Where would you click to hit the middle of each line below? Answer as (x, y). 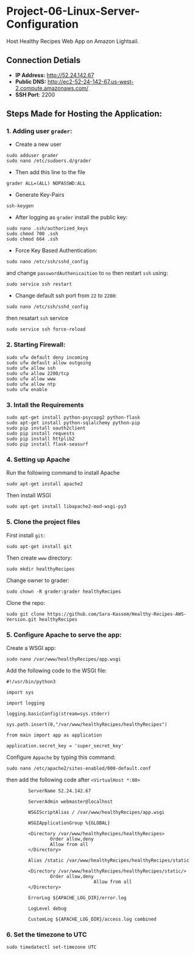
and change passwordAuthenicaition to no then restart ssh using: (87, 273)
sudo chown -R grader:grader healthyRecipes (64, 591)
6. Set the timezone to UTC (47, 934)
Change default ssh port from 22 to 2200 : (66, 296)
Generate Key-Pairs (40, 195)
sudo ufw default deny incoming (47, 357)
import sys (20, 692)
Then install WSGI (29, 496)
